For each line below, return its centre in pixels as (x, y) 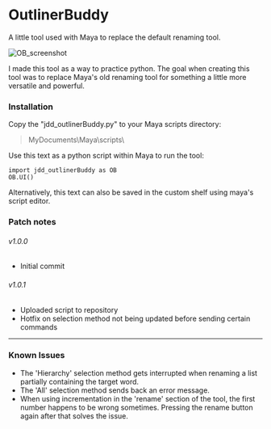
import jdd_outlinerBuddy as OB (63, 170)
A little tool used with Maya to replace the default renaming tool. (115, 37)
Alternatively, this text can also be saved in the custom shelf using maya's (131, 192)
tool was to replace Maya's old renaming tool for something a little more (127, 77)
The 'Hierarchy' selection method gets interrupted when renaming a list (139, 372)
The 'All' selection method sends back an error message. (115, 390)
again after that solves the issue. (74, 416)
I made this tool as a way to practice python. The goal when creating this (129, 68)
